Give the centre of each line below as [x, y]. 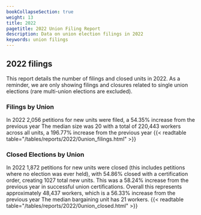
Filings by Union [30, 107]
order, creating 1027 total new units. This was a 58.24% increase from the [97, 180]
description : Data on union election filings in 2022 [75, 34]
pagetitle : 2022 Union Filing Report [53, 29]
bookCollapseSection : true [40, 12]
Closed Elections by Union [45, 155]
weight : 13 [20, 17]
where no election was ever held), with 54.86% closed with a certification [97, 174]
